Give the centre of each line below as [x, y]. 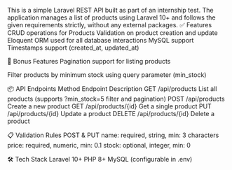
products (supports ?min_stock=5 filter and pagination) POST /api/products [116, 99]
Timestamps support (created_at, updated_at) [73, 48]
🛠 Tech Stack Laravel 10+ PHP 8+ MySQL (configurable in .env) [100, 159]
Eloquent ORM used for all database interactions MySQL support [101, 40]
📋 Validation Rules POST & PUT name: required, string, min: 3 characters [113, 135]
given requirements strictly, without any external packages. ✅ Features [110, 25]
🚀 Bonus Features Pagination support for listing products [89, 61]
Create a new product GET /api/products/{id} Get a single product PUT [109, 106]
